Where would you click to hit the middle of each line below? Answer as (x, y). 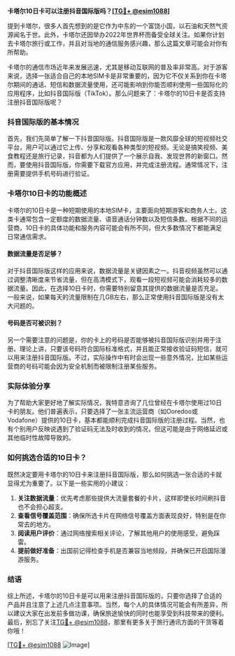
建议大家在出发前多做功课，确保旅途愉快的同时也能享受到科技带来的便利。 (120, 613)
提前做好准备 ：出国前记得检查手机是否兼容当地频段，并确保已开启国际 (119, 550)
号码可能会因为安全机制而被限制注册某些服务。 (93, 366)
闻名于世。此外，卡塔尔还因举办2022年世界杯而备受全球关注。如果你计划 (119, 35)
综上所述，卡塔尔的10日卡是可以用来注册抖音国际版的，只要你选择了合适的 (115, 596)
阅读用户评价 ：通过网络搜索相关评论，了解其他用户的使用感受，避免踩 (119, 533)
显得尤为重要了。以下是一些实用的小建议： (69, 483)
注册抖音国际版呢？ (35, 102)
